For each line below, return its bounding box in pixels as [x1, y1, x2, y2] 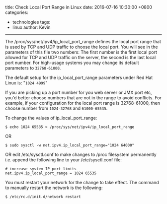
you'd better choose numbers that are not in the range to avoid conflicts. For [5, 95, 162, 101]
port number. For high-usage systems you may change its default [5, 60, 139, 66]
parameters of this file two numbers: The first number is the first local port [5, 49, 158, 55]
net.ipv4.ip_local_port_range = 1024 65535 [5, 171, 97, 176]
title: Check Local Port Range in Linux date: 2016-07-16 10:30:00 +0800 [5, 4, 153, 10]
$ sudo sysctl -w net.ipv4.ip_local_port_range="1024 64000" [5, 143, 135, 148]
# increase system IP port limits [5, 166, 77, 171]
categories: [5, 9, 28, 15]
